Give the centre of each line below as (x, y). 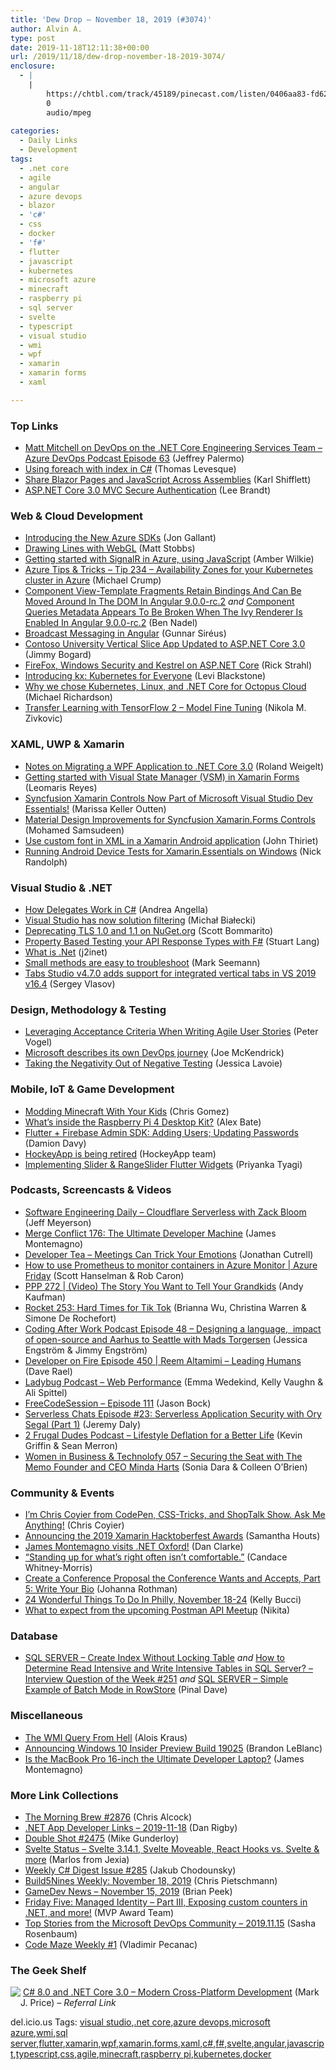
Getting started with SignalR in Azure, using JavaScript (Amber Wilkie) (169, 559)
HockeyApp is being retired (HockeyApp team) (120, 1153)
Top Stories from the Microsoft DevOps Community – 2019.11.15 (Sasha (170, 1923)
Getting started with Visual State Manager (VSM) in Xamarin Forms (162, 777)
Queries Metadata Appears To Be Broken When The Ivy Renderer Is (163, 612)
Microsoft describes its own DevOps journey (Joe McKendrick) (154, 1053)
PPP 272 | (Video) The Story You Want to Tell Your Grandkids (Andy (164, 1286)
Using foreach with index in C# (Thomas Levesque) (130, 469)
